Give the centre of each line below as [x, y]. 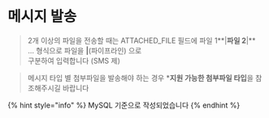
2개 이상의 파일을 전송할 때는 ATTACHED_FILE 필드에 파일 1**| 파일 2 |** [142, 40]
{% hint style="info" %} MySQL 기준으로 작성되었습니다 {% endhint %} [124, 105]
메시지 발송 [42, 17]
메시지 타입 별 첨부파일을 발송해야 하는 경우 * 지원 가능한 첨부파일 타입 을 [140, 78]
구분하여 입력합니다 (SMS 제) [74, 61]
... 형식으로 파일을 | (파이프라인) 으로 [85, 50]
